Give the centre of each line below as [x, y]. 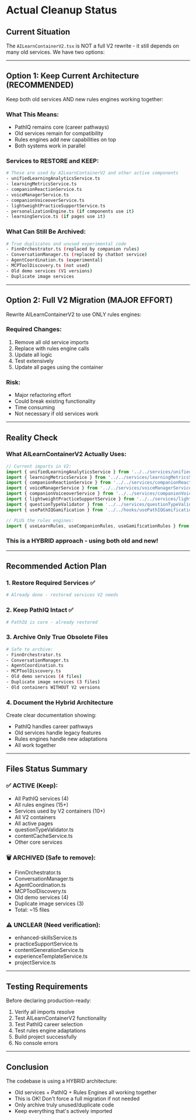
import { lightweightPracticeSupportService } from [70, 499]
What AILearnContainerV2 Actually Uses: [66, 454]
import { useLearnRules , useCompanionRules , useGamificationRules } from [98, 526]
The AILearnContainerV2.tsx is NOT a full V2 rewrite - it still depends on [92, 46]
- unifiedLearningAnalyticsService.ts [53, 179]
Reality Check [32, 438]
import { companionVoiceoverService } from [60, 494]
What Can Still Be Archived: [46, 232]
